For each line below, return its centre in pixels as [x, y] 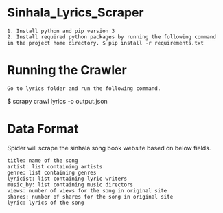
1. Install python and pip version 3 [61, 31]
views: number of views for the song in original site [87, 190]
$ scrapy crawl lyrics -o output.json [57, 101]
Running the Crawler [67, 70]
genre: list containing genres [52, 172]
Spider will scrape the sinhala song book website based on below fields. [109, 148]
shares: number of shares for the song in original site [90, 197]
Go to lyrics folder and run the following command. [84, 88]
